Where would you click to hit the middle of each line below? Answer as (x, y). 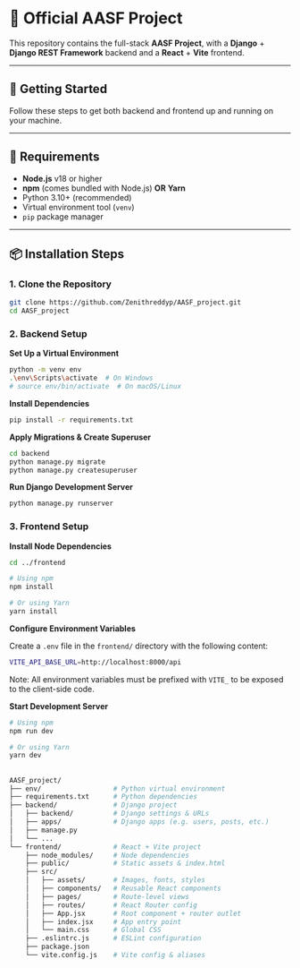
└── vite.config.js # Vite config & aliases (115, 955)
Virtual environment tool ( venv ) (79, 207)
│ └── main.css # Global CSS (94, 930)
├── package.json (58, 947)
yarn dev (25, 756)
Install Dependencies (50, 403)
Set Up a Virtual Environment (64, 354)
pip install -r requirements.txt (71, 420)
